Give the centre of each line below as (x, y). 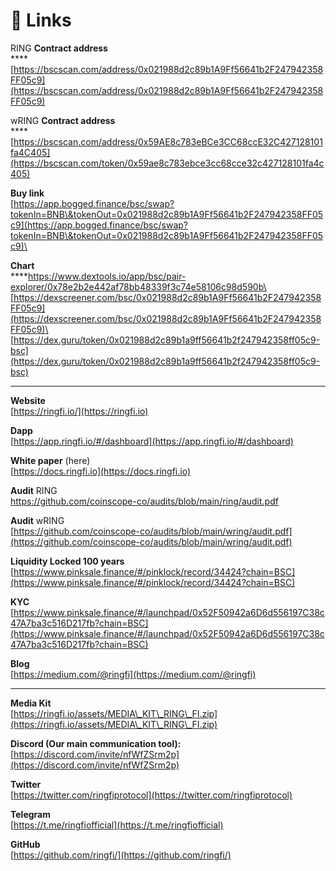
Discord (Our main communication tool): (96, 743)
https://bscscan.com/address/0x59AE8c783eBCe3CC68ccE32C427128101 (168, 141)
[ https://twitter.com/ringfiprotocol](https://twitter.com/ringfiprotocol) (151, 795)
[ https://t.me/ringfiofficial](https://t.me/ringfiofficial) (117, 825)
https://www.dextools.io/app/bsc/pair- (107, 276)
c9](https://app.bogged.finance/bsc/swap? (99, 225)
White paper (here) (50, 460)
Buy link (27, 193)
